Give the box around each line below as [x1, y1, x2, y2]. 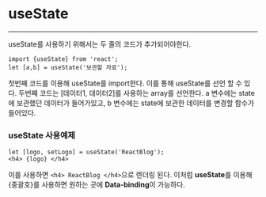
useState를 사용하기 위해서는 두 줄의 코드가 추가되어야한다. [8, 39, 192, 48]
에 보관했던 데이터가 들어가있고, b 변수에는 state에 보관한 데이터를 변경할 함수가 [8, 98, 255, 108]
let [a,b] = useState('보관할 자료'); [8, 63, 128, 71]
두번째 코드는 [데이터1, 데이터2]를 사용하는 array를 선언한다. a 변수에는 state [18, 88, 256, 97]
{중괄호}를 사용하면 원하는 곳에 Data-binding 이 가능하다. [8, 180, 186, 190]
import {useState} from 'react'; [8, 55, 119, 63]
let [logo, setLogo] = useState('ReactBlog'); [8, 148, 165, 157]
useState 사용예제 [8, 130, 76, 141]
